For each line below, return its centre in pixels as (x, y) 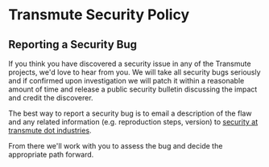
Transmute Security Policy (99, 15)
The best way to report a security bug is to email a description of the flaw (130, 113)
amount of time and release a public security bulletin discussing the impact (133, 89)
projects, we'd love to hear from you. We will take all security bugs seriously (134, 72)
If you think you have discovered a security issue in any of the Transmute (130, 63)
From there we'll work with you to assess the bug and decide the (116, 146)
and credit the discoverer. (51, 98)
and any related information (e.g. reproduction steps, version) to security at (133, 122)
